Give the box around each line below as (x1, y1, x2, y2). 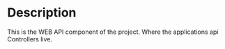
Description (7, 5, 77, 21)
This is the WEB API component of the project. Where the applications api (7, 28, 219, 36)
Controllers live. (7, 35, 53, 43)
